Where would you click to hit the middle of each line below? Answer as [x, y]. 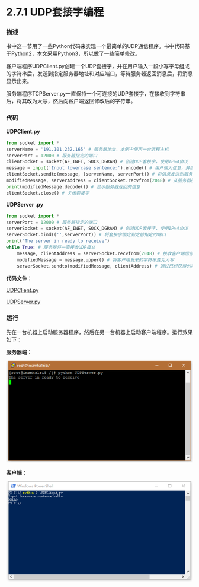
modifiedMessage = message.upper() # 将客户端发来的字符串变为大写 [95, 260]
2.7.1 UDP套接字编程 [55, 12]
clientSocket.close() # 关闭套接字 [48, 193]
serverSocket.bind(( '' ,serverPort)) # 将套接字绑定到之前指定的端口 [86, 235]
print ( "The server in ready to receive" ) [58, 241]
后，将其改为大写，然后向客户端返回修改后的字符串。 [71, 101]
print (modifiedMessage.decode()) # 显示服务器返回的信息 [73, 187]
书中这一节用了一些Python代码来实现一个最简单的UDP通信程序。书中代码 [96, 46]
